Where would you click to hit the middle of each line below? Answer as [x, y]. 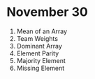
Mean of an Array [42, 31]
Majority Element [41, 60]
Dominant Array [39, 46]
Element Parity [38, 53]
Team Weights [37, 38]
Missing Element [41, 68]
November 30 [47, 12]
